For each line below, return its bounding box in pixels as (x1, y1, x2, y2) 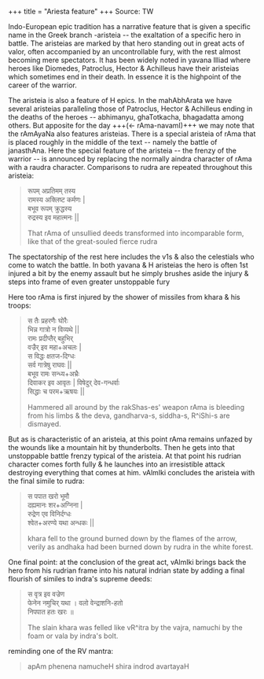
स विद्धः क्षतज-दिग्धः (27, 352, 76, 360)
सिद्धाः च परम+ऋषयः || (27, 387, 85, 396)
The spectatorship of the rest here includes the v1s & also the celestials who (8, 252, 255, 261)
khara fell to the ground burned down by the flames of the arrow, (27, 534, 237, 543)
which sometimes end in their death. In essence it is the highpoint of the (8, 72, 242, 81)
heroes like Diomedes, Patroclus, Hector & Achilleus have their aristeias (8, 64, 240, 73)
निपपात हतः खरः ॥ (27, 607, 75, 616)
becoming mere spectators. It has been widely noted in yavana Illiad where (8, 55, 251, 65)
